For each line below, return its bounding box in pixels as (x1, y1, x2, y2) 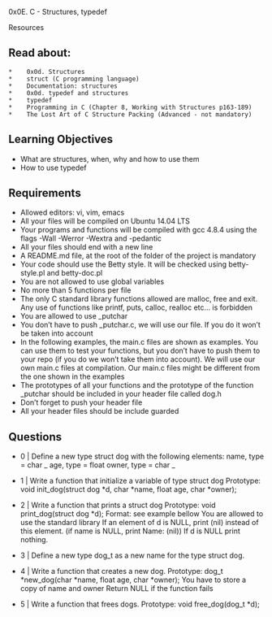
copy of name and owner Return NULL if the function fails (19, 584, 214, 593)
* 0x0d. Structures (8, 67, 85, 76)
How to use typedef (19, 163, 87, 172)
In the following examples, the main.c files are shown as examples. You (19, 337, 258, 347)
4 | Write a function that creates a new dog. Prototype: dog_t (19, 567, 223, 576)
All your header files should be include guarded (19, 406, 179, 416)
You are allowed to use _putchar (19, 311, 128, 321)
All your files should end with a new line (19, 242, 153, 252)
